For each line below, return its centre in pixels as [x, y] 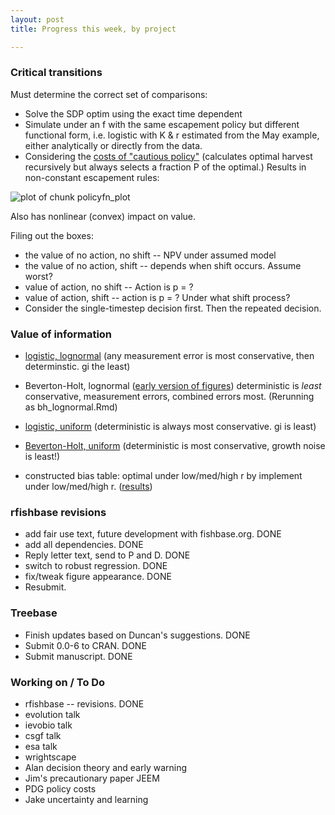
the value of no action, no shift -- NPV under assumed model [150, 255]
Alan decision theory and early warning [106, 767]
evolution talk [52, 714]
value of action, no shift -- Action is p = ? [109, 287]
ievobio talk [48, 725]
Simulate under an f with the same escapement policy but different [162, 124]
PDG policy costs [60, 788]
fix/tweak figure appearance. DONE [98, 577]
